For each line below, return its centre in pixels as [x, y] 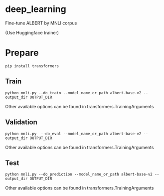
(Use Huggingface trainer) [32, 32]
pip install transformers [32, 66]
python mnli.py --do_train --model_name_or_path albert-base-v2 [73, 93]
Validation [21, 122]
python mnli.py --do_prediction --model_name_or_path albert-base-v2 [79, 175]
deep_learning [36, 9]
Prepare [22, 53]
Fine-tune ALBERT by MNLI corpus [41, 23]
